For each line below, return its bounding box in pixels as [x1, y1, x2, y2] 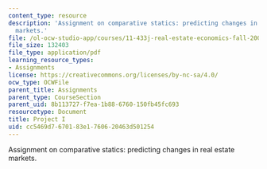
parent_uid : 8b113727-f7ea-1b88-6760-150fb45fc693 [8, 100, 180, 108]
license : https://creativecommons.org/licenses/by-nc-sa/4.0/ [8, 71, 219, 79]
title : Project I [8, 116, 66, 124]
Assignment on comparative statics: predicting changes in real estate [8, 144, 235, 154]
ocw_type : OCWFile [8, 78, 69, 86]
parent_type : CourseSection [8, 93, 102, 101]
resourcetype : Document [8, 108, 87, 116]
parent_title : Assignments [8, 85, 98, 94]
